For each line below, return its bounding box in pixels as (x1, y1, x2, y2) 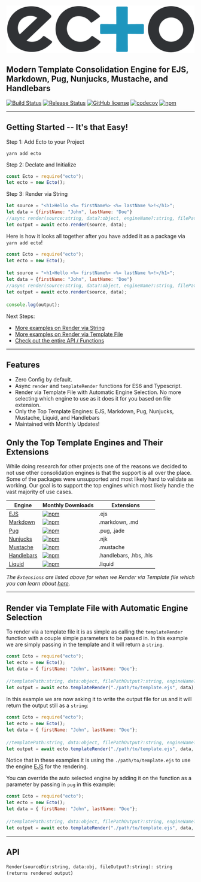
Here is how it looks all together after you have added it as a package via (6, 232, 185, 240)
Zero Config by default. (14, 375, 73, 383)
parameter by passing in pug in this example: (6, 781, 115, 788)
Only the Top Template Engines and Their (6, 437, 163, 448)
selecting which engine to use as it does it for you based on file (14, 395, 171, 402)
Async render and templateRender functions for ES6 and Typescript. (14, 382, 182, 389)
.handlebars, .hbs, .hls (98, 552, 153, 559)
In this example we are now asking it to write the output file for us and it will (6, 696, 192, 703)
